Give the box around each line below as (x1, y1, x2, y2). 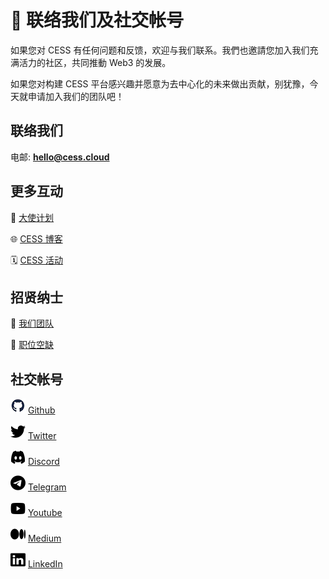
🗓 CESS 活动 (10, 254, 64, 266)
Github (27, 404, 56, 416)
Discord (27, 456, 60, 468)
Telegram (27, 481, 67, 493)
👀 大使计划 (10, 211, 55, 223)
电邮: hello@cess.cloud (10, 151, 110, 163)
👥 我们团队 (10, 317, 55, 330)
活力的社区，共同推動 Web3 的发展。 (18, 56, 172, 68)
